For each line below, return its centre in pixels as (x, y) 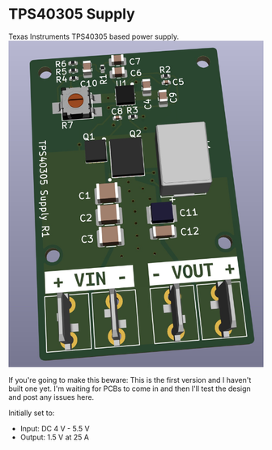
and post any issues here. (51, 397)
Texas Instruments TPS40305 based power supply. (94, 36)
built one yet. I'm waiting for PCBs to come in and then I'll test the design (130, 388)
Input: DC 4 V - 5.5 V (55, 429)
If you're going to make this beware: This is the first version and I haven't (130, 380)
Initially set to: (32, 413)
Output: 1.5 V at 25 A (54, 437)
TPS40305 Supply (72, 14)
